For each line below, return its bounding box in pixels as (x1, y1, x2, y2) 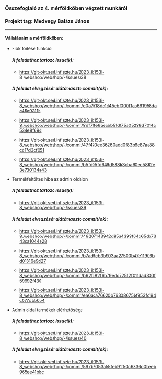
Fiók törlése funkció (12, 46, 52, 52)
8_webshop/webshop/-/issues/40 (19, 335, 87, 341)
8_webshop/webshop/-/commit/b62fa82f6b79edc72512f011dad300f (19, 273, 156, 279)
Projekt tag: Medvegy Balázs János (5, 17, 90, 24)
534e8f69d (19, 127, 42, 133)
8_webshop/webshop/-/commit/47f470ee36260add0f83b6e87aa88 (19, 142, 155, 148)
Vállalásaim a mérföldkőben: (5, 35, 64, 41)
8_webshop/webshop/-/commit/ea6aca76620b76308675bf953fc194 (19, 292, 157, 298)
